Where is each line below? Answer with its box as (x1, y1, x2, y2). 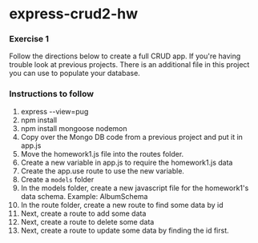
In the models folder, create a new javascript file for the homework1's (20, 183, 249, 193)
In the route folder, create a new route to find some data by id (20, 200, 224, 209)
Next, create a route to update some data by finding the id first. (20, 225, 229, 235)
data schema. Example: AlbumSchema (20, 191, 148, 201)
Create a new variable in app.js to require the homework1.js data (20, 157, 233, 167)
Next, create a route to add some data (20, 209, 147, 218)
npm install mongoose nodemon (20, 123, 127, 133)
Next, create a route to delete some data (20, 217, 155, 226)
